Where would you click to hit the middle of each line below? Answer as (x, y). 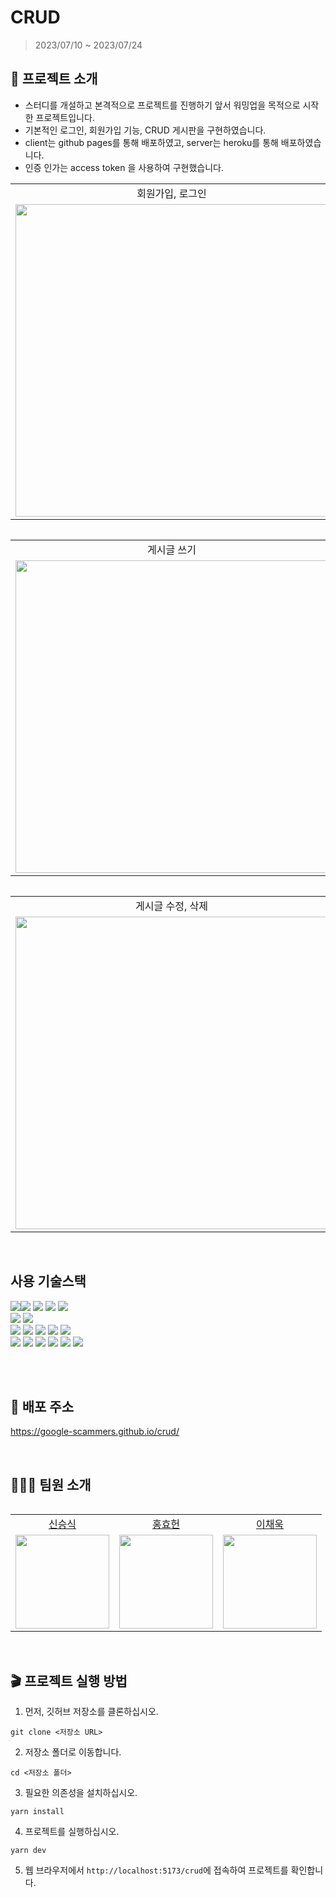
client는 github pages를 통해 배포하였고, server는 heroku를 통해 (151, 142)
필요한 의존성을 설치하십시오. (81, 1792)
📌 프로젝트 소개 (54, 79)
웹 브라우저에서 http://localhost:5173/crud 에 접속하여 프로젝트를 (156, 1870)
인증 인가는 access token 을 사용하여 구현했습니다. (124, 167)
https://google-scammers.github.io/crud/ (95, 1432)
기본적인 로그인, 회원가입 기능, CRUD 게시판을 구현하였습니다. (145, 130)
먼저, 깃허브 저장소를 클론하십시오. (91, 1711)
